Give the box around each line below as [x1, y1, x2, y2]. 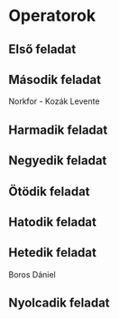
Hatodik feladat [8, 214, 96, 230]
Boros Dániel [8, 268, 56, 280]
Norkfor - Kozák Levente [8, 96, 100, 107]
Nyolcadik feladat [8, 296, 110, 311]
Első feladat [8, 42, 77, 57]
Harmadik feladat [8, 122, 108, 137]
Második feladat [8, 71, 101, 87]
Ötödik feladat [8, 183, 91, 199]
